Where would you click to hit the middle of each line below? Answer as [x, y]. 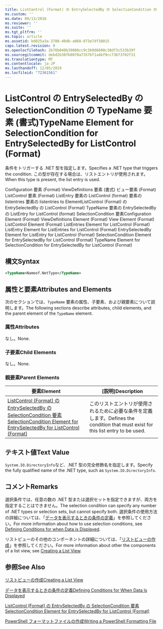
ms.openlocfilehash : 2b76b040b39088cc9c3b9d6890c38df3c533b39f [70, 50]
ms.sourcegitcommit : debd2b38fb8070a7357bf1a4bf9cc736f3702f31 [70, 55]
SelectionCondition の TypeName [73, 110]
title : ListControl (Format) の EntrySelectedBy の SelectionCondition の [81, 9]
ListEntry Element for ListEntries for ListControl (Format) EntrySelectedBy [78, 229]
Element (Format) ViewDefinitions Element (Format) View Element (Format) [80, 219]
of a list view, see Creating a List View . [43, 551]
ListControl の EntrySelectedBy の [74, 98]
